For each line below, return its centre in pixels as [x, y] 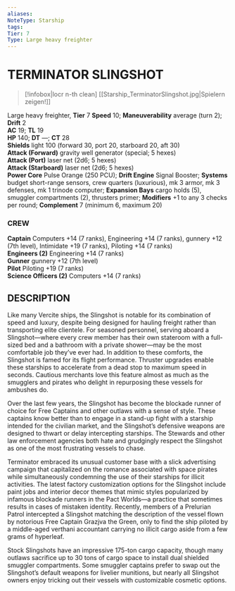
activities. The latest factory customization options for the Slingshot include [117, 484]
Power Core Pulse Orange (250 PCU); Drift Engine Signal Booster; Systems [118, 175]
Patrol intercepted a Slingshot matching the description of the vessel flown [115, 514]
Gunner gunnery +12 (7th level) [53, 261]
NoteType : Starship [36, 20]
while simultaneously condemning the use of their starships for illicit [106, 477]
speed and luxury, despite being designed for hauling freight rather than [112, 323]
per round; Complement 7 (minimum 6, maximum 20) [85, 205]
